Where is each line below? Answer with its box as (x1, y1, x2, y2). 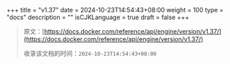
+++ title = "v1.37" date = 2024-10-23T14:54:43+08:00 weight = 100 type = (6, 6, 224, 14)
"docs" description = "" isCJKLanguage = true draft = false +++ (6, 13, 190, 21)
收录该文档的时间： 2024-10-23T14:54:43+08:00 (23, 50, 157, 57)
